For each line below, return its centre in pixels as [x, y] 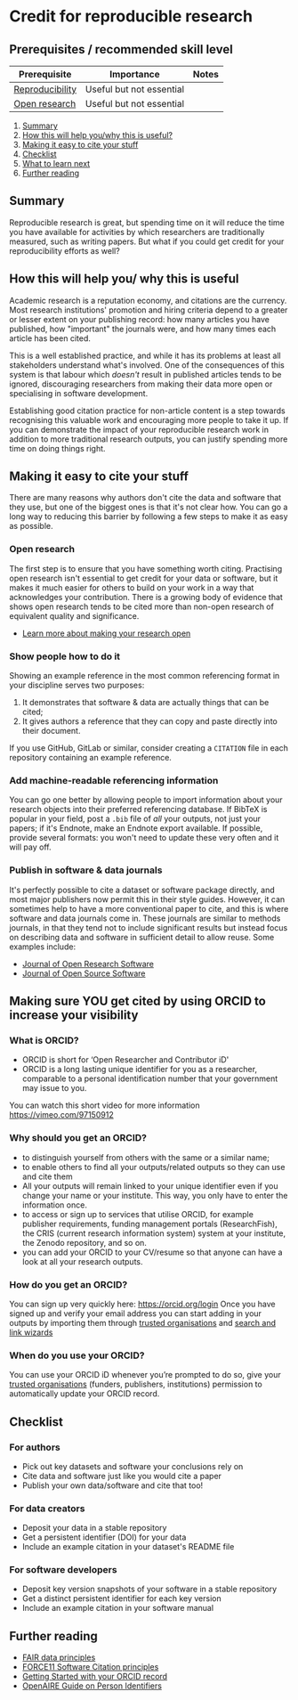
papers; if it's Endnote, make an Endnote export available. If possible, [136, 828]
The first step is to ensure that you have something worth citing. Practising [146, 568]
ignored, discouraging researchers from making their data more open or [141, 384]
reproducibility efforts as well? [64, 250]
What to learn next [56, 163]
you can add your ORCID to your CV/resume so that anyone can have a [152, 1252]
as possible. [31, 526]
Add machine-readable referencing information [114, 780]
